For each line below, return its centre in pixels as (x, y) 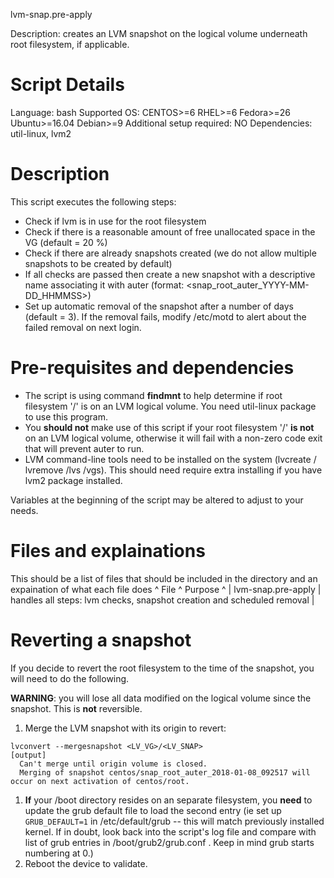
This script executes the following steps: (93, 201)
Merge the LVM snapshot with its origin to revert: (125, 728)
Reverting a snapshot (101, 640)
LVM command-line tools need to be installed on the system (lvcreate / (170, 459)
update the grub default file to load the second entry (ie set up (153, 810)
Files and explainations (108, 551)
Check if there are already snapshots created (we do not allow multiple (170, 253)
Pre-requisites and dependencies (152, 368)
